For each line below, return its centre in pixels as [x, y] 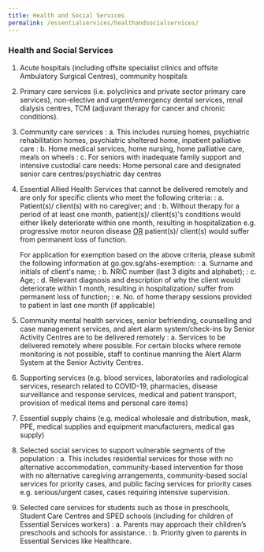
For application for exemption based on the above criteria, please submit [138, 254]
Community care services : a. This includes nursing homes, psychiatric [135, 132]
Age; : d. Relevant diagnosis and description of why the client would [130, 280]
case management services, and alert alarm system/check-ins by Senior [137, 329]
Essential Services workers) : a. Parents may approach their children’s [133, 524]
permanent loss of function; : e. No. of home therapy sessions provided [136, 296]
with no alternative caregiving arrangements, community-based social [134, 475]
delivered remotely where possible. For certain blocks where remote [130, 345]
